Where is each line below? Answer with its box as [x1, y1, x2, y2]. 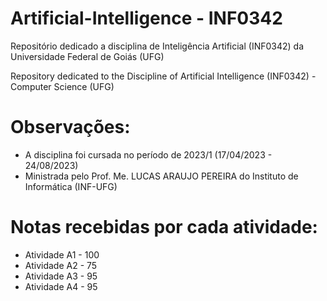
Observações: [10, 116, 131, 139]
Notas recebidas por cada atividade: [10, 216, 318, 239]
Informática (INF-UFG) [24, 180, 118, 192]
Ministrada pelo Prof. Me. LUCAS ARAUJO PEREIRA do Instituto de [24, 170, 299, 182]
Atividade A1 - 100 [24, 248, 100, 261]
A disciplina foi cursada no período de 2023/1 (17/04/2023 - [24, 148, 273, 161]
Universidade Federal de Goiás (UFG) [10, 50, 165, 62]
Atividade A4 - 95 [24, 280, 98, 292]
